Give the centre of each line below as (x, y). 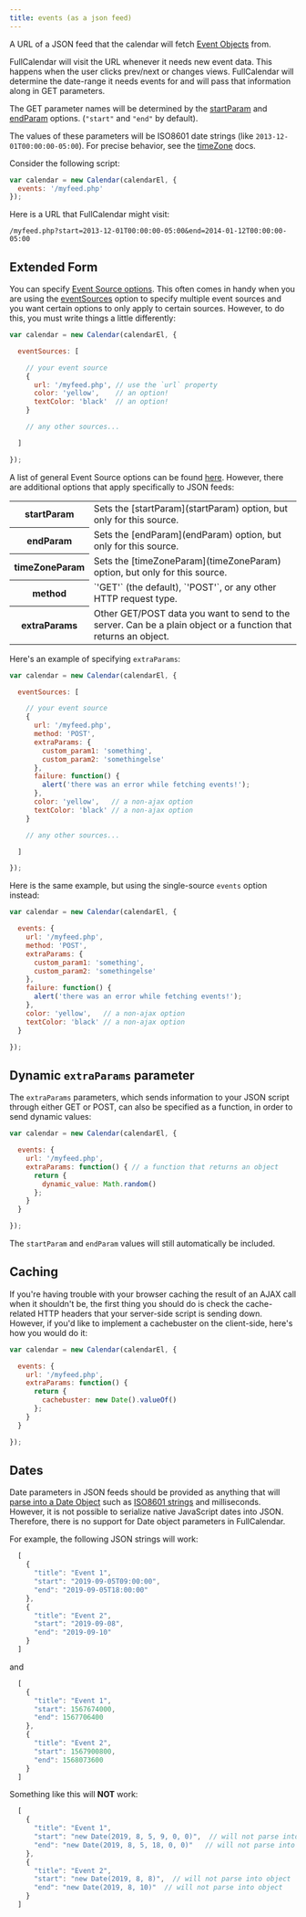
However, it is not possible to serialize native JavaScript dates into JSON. (147, 1511)
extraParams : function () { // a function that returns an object (153, 1167)
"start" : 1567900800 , (75, 1751)
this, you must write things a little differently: (92, 318)
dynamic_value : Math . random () (99, 1184)
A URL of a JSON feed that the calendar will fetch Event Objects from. (140, 44)
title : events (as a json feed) (71, 18)
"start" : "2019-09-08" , (79, 1624)
